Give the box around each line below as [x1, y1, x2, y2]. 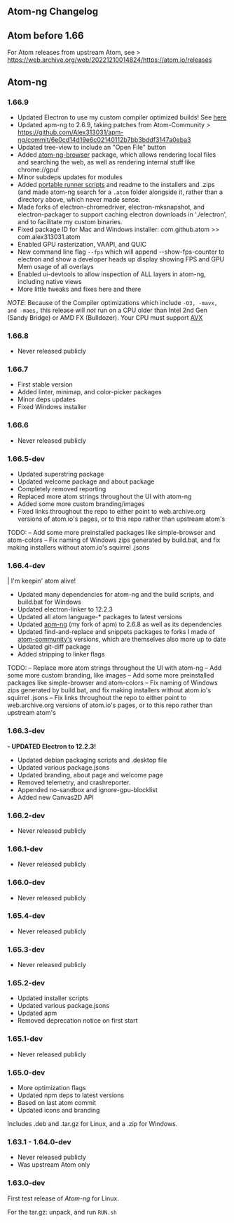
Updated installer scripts [17, 994, 89, 1002]
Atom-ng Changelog [7, 6, 99, 18]
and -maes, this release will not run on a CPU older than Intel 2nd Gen [7, 306, 208, 314]
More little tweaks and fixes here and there [17, 285, 142, 293]
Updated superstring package [17, 470, 104, 479]
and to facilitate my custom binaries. [17, 217, 123, 226]
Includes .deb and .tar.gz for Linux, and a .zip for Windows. [7, 1120, 178, 1128]
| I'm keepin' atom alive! [7, 576, 76, 585]
